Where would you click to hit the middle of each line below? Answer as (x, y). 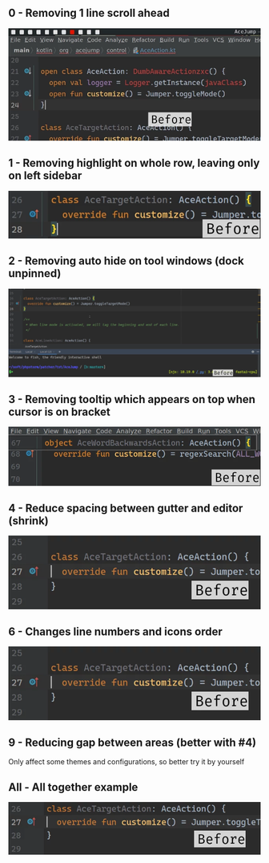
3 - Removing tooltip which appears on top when (132, 399)
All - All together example (73, 787)
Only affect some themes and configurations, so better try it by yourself (126, 762)
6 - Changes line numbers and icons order (115, 631)
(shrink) (29, 521)
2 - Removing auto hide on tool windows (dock (126, 261)
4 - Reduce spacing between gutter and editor (126, 508)
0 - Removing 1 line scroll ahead (89, 13)
